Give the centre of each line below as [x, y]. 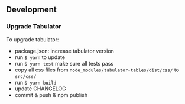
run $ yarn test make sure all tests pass [64, 63]
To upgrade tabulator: [33, 39]
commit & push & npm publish [51, 95]
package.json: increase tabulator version [64, 51]
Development [32, 10]
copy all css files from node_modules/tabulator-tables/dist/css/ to [97, 70]
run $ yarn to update [40, 57]
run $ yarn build [35, 82]
